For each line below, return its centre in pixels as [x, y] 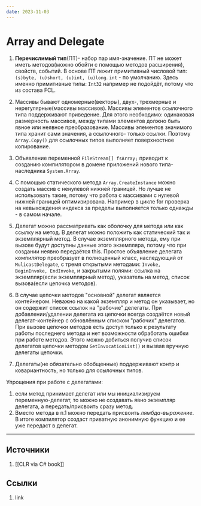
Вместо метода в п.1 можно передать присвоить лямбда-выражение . [104, 412]
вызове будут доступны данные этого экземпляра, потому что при [100, 245]
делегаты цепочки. [39, 352]
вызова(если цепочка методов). [56, 283]
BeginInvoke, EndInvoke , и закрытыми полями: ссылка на [88, 270]
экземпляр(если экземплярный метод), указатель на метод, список [102, 277]
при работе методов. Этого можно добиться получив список [93, 339]
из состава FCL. [35, 90]
